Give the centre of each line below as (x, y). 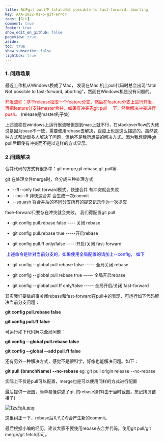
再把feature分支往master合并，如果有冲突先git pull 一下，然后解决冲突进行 (81, 108)
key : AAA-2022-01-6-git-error (36, 14)
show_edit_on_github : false (34, 32)
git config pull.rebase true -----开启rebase (55, 233)
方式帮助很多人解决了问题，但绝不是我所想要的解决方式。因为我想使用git (83, 137)
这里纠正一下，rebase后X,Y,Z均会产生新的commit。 (57, 418)
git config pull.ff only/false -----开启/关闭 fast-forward (67, 244)
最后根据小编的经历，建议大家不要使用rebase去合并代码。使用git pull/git (78, 428)
